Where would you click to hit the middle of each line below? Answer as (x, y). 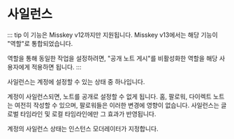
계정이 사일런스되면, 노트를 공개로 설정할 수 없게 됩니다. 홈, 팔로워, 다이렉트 (109, 96)
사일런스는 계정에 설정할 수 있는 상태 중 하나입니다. (76, 81)
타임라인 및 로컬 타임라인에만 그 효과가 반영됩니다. (88, 114)
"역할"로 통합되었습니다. (40, 43)
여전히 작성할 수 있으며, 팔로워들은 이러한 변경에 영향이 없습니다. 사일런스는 (117, 105)
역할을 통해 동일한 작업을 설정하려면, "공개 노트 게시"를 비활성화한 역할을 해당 (112, 58)
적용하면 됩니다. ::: (56, 67)
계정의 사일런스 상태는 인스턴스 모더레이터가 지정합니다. (83, 129)
